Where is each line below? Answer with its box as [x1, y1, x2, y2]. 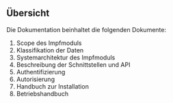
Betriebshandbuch [16, 89, 69, 98]
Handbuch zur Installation [16, 82, 90, 90]
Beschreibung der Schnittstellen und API [16, 60, 131, 69]
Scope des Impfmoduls [16, 39, 82, 47]
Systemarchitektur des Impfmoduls [16, 53, 116, 61]
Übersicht [6, 8, 50, 19]
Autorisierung [16, 75, 55, 83]
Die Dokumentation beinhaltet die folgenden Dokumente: [6, 25, 167, 33]
